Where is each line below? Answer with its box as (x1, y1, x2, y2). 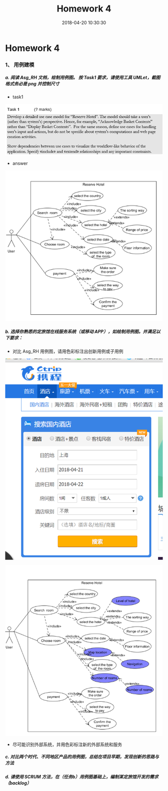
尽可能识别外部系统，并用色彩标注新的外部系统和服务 (12, 741, 122, 747)
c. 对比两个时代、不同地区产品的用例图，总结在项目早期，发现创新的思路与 (5, 754, 159, 760)
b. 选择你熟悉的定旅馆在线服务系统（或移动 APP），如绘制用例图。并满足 (5, 328, 156, 334)
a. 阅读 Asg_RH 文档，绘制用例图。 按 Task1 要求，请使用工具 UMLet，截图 (5, 75, 160, 81)
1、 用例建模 (5, 61, 34, 68)
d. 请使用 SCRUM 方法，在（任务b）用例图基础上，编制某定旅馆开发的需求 (5, 773, 158, 779)
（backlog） (5, 780, 31, 786)
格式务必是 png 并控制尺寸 (5, 81, 60, 87)
